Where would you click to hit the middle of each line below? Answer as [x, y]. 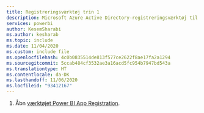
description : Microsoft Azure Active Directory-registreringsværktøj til [102, 18]
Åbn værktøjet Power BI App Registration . [67, 103]
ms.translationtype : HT [37, 69]
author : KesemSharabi [34, 29]
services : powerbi [30, 23]
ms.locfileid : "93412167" [39, 86]
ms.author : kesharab [33, 35]
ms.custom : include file [38, 52]
